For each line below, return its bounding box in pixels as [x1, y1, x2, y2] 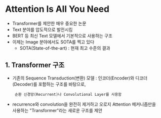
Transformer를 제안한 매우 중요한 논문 [12, 20, 86, 26]
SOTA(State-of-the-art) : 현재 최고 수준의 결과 [19, 45, 110, 51]
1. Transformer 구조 [5, 61, 65, 70]
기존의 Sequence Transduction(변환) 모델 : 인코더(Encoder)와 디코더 [12, 75, 148, 81]
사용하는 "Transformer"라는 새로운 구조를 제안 [12, 107, 103, 113]
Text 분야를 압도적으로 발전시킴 [12, 26, 73, 33]
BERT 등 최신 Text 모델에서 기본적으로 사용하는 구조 [12, 33, 113, 39]
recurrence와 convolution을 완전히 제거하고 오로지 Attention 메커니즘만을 [12, 101, 157, 107]
